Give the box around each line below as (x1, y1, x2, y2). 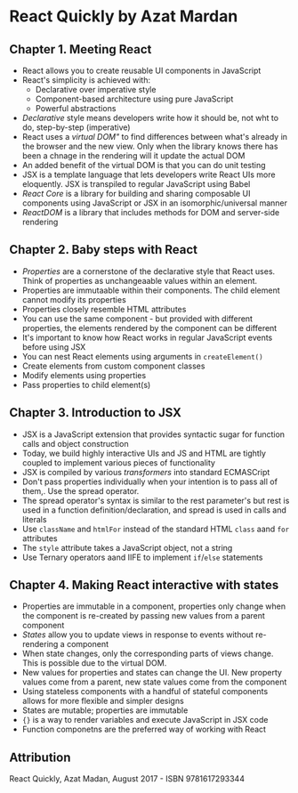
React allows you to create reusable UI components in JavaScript (21, 65, 262, 76)
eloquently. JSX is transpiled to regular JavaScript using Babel (21, 179, 251, 189)
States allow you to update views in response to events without (21, 629, 254, 640)
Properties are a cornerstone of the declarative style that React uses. (21, 265, 276, 277)
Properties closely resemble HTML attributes (21, 303, 187, 314)
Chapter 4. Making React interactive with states (9, 578, 279, 593)
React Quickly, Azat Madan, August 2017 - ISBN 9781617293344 (9, 773, 245, 784)
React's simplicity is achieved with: (21, 75, 151, 85)
